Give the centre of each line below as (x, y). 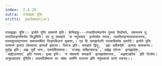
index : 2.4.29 (21, 10)
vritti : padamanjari (27, 19)
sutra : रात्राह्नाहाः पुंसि (24, 14)
